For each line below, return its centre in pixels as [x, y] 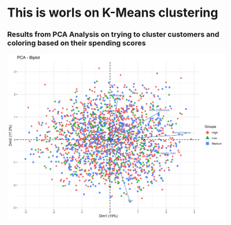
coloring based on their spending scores [77, 43]
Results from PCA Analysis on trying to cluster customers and [113, 35]
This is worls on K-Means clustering [113, 13]
